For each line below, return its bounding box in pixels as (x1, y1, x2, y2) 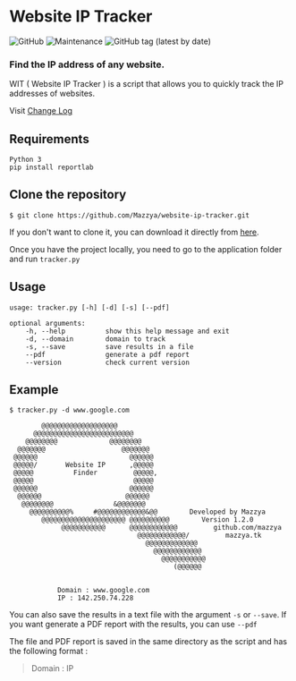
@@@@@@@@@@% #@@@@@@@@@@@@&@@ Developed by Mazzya (29, 507, 266, 516)
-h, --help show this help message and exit (25, 327, 230, 336)
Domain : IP (30, 663, 74, 674)
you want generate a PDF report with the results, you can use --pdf (9, 619, 258, 630)
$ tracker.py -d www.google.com (9, 405, 130, 415)
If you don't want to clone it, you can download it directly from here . (9, 226, 259, 237)
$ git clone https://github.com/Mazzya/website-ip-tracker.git (9, 210, 250, 220)
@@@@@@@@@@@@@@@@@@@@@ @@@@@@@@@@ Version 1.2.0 (41, 515, 254, 524)
